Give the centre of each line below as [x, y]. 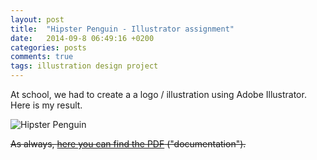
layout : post [37, 19]
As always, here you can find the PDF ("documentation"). [128, 144]
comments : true [42, 57]
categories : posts [48, 47]
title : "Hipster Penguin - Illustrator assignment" [122, 29]
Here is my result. [46, 105]
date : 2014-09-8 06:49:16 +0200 [82, 38]
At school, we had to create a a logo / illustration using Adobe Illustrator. [158, 94]
